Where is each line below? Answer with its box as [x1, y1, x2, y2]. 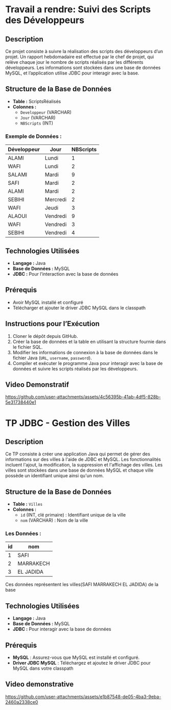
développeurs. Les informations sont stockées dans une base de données [5, 65, 161, 70]
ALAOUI [8, 213, 27, 220]
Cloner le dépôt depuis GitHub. [12, 333, 78, 339]
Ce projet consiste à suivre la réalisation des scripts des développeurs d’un [5, 48, 163, 54]
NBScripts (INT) [20, 120, 54, 126]
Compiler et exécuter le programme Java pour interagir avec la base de [12, 360, 163, 366]
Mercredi [44, 196, 67, 203]
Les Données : [5, 530, 42, 537]
